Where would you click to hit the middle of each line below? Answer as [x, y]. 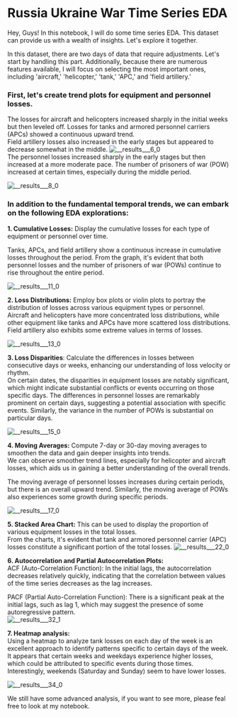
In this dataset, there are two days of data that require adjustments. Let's [113, 54]
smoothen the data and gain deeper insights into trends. [89, 452]
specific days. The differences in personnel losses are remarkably [104, 395]
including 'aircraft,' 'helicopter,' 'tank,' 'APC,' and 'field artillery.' [99, 77]
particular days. [30, 418]
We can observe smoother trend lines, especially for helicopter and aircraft [117, 460]
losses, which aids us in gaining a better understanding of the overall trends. [119, 468]
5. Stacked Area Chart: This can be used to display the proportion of [108, 524]
